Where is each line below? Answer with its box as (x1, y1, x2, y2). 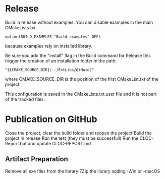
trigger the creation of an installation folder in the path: (5, 58, 117, 63)
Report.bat (5, 140, 27, 146)
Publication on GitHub (5, 114, 98, 125)
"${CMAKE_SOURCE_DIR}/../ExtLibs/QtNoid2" (5, 67, 94, 72)
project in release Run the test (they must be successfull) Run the (5, 135, 139, 141)
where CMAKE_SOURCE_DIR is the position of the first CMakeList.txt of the (5, 76, 159, 82)
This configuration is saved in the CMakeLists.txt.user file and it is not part (5, 91, 157, 97)
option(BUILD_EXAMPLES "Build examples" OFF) (5, 34, 101, 39)
